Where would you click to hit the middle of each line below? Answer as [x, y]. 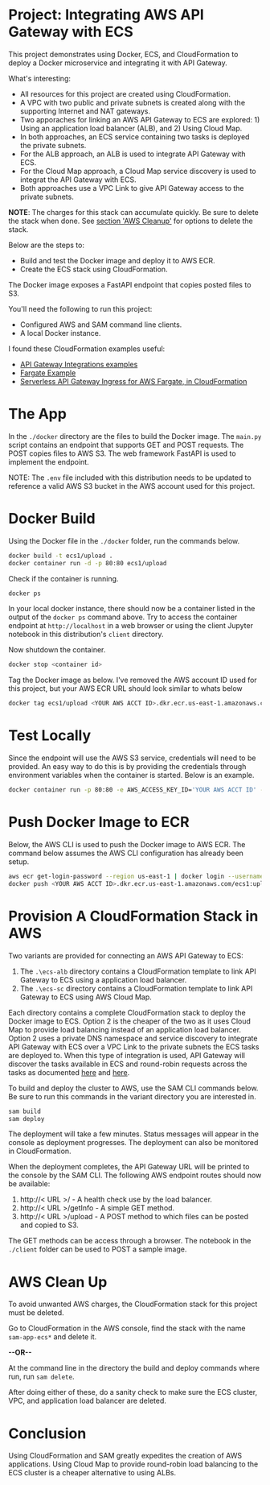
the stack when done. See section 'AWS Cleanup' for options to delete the [131, 221]
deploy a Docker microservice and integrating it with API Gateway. [118, 63]
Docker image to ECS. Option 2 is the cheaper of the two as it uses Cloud [130, 1021]
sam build [25, 1111]
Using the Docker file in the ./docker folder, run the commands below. [124, 540]
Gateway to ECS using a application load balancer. [103, 979]
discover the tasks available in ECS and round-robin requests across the [128, 1064]
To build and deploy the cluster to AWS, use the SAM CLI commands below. [133, 1088]
